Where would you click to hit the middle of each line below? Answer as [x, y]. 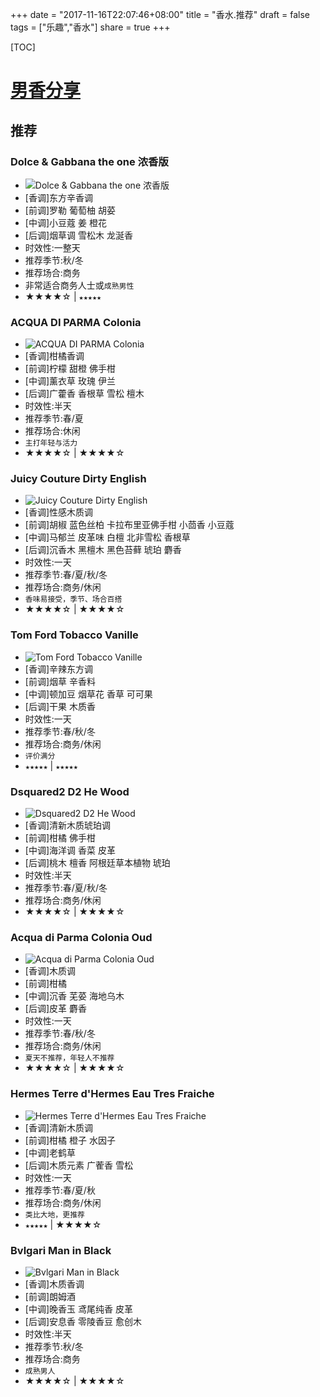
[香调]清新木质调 [59, 1127]
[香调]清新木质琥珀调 [68, 825]
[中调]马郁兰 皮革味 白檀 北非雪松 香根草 [107, 537]
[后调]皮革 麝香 [55, 1009]
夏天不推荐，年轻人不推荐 [69, 1058]
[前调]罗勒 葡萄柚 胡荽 [70, 210]
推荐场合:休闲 [52, 431]
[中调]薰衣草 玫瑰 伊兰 [70, 381]
